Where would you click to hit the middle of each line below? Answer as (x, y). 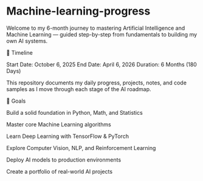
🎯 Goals (16, 101)
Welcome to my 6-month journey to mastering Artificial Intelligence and (96, 28)
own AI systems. (27, 41)
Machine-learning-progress (78, 11)
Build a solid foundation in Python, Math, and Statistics (74, 112)
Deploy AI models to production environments (64, 160)
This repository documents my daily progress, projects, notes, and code (97, 83)
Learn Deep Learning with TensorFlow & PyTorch (68, 136)
